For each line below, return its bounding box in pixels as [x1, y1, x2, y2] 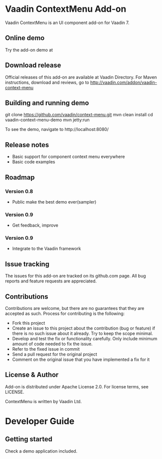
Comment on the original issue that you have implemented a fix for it [12, 357, 150, 362]
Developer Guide [5, 416, 75, 427]
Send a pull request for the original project [12, 352, 98, 357]
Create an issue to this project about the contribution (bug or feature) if [12, 325, 155, 331]
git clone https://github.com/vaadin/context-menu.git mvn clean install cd [5, 112, 153, 118]
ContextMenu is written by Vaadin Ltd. [5, 398, 82, 404]
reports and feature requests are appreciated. [5, 278, 97, 284]
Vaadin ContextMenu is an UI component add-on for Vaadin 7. [5, 20, 130, 25]
